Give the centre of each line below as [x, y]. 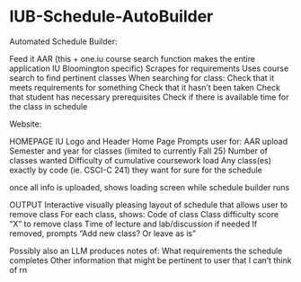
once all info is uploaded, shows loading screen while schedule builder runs [150, 187]
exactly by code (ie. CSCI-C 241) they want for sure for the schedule [136, 170]
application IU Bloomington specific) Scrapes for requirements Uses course [149, 68]
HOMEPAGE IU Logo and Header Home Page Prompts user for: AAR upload [149, 141]
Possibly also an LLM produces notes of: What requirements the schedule [146, 251]
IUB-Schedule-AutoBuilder [111, 17]
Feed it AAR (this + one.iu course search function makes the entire [133, 58]
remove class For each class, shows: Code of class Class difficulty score [144, 214]
